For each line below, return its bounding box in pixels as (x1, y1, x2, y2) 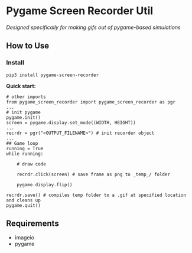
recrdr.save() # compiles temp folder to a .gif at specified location (6, 192, 186, 198)
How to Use (6, 41, 50, 51)
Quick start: (6, 82, 37, 89)
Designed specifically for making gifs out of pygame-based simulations (6, 24, 181, 31)
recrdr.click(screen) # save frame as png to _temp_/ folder (17, 171, 170, 177)
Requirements (6, 219, 59, 229)
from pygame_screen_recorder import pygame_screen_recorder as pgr (6, 99, 176, 105)
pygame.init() (6, 114, 41, 121)
